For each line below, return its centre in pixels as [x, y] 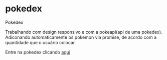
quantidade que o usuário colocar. [41, 42]
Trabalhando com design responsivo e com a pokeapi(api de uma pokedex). [84, 32]
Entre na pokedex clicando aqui [38, 52]
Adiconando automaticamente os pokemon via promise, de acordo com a [81, 37]
